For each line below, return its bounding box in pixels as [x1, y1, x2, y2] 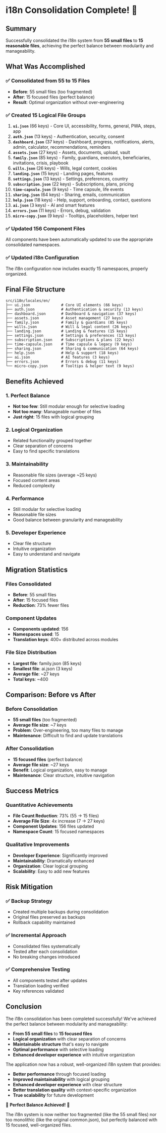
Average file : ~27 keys [12, 671, 60, 677]
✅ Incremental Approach [5, 932, 66, 939]
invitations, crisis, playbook [12, 160, 69, 166]
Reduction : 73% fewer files [12, 602, 69, 608]
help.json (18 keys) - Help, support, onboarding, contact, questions [12, 196, 151, 203]
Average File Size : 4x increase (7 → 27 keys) [12, 818, 105, 824]
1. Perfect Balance [5, 392, 50, 399]
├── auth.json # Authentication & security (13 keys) [5, 307, 143, 312]
